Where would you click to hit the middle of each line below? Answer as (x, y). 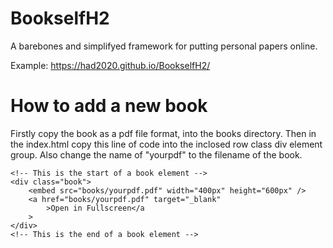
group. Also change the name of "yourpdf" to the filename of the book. (156, 154)
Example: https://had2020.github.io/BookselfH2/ (110, 65)
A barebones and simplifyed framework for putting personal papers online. (164, 46)
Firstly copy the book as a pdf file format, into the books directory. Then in (163, 133)
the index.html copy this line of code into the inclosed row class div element (166, 144)
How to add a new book (109, 106)
